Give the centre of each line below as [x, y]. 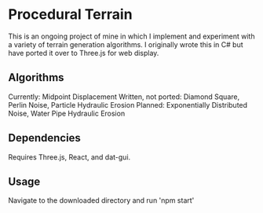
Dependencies [44, 138]
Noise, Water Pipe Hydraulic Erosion [67, 113]
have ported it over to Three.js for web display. [84, 53]
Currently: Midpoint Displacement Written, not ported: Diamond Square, [124, 97]
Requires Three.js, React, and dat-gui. [69, 157]
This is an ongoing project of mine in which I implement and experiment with [131, 36]
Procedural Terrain [70, 15]
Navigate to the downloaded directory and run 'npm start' [101, 200]
